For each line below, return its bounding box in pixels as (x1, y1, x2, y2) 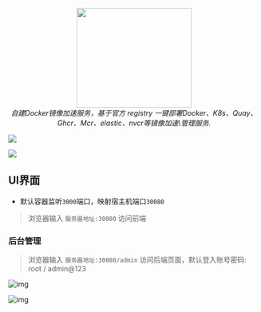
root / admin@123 (27, 264, 86, 274)
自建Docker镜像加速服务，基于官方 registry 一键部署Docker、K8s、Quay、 (10, 109, 258, 117)
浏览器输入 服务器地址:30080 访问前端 (27, 213, 147, 223)
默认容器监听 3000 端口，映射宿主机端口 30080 (19, 196, 165, 206)
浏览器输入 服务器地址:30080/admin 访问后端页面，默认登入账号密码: (27, 255, 247, 265)
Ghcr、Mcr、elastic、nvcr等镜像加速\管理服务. (57, 118, 212, 128)
